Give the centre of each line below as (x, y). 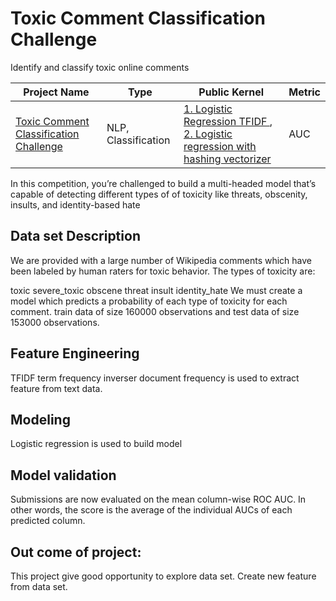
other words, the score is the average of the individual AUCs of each (151, 510)
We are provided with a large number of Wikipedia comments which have (161, 260)
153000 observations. (55, 322)
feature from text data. (56, 388)
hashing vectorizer (227, 159)
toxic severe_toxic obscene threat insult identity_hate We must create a (156, 290)
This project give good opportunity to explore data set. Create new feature (163, 576)
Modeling (40, 419)
